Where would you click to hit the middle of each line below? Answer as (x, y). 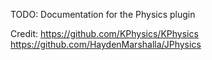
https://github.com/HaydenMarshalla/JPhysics (106, 44)
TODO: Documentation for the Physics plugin (103, 14)
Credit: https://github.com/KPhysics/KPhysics (104, 33)
